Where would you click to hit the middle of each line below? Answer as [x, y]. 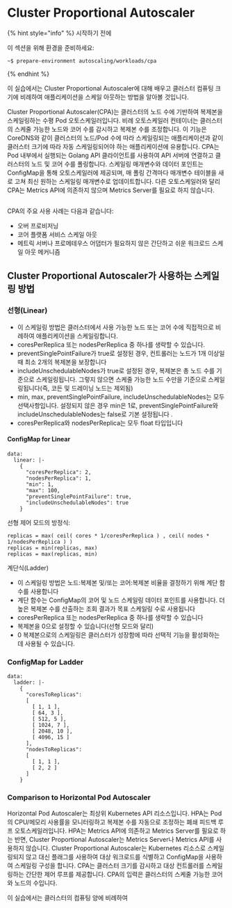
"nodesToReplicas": [53, 750]
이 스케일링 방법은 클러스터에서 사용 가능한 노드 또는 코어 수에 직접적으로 [115, 327]
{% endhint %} [28, 74]
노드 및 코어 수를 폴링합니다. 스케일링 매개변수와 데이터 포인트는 [117, 164]
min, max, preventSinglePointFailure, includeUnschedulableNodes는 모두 [121, 397]
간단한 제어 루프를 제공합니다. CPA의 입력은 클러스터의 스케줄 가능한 [118, 875]
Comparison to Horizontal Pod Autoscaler [79, 797]
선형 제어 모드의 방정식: [39, 522]
